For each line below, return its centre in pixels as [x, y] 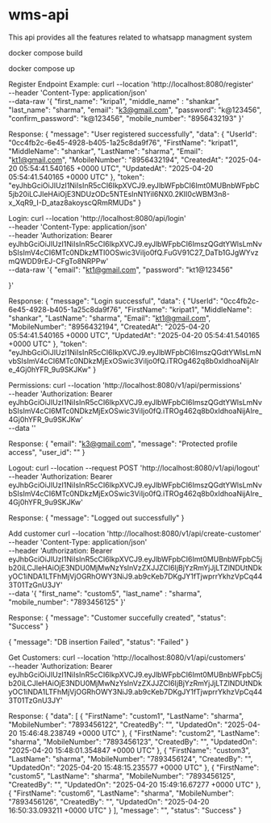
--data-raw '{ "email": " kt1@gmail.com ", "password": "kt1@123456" [121, 269]
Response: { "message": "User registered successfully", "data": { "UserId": [133, 134]
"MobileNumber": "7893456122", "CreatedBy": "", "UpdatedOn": [116, 725]
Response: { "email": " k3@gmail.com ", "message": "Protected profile [123, 443]
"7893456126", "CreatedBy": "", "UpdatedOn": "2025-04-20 [109, 801]
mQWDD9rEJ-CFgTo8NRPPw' [58, 261]
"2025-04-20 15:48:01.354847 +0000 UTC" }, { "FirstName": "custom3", [129, 750]
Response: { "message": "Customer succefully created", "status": [117, 617]
